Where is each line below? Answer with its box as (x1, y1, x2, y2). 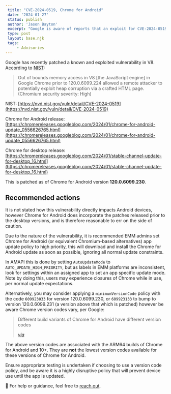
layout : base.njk (7, 36, 44, 41)
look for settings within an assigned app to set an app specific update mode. (5, 270, 166, 276)
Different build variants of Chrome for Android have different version (17, 316, 161, 323)
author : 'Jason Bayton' (7, 21, 58, 27)
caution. (5, 223, 22, 229)
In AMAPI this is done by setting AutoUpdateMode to (5, 259, 111, 265)
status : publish (7, 17, 42, 22)
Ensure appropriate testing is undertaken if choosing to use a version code (5, 362, 162, 369)
